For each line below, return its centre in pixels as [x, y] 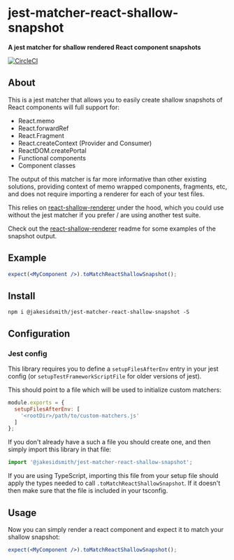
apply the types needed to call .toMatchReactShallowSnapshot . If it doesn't [114, 483]
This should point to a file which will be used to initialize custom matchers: [115, 390]
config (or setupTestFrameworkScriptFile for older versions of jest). [105, 376]
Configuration [39, 333]
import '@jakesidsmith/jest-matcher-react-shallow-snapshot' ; [100, 463]
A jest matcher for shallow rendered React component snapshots [104, 47]
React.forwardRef [43, 128]
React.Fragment [41, 135]
